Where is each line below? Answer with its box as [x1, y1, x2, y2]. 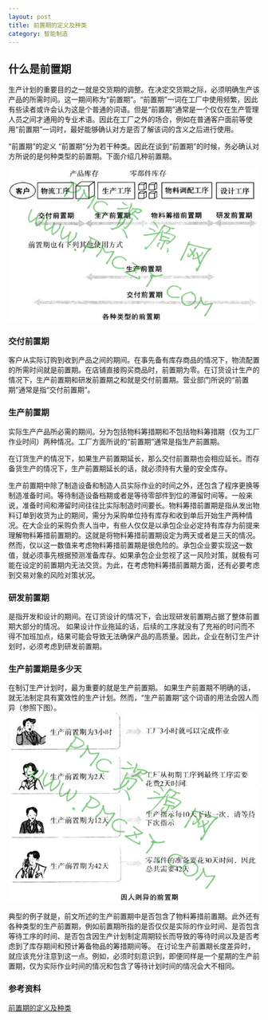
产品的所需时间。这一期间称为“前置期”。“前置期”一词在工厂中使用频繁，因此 [8, 95, 258, 104]
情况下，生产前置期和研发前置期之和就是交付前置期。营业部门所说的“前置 [8, 375, 250, 385]
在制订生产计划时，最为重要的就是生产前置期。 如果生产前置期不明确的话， [8, 683, 255, 692]
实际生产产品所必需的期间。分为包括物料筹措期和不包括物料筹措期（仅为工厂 [8, 426, 260, 436]
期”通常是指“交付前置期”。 [8, 385, 95, 394]
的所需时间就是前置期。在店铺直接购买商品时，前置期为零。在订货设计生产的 [8, 365, 260, 375]
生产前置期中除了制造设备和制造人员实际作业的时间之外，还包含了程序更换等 [8, 481, 260, 490]
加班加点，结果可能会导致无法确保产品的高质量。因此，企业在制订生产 [22, 632, 253, 641]
